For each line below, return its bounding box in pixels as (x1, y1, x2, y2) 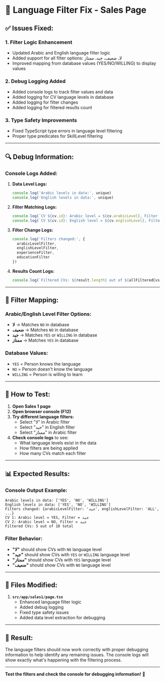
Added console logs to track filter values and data (12, 89, 113, 95)
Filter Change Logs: (12, 227, 54, 233)
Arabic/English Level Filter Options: (5, 311, 92, 317)
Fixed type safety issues (19, 609, 69, 616)
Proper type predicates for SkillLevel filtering (12, 133, 103, 139)
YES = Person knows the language (12, 361, 81, 367)
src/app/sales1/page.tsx (12, 595, 63, 600)
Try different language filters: (12, 414, 74, 420)
